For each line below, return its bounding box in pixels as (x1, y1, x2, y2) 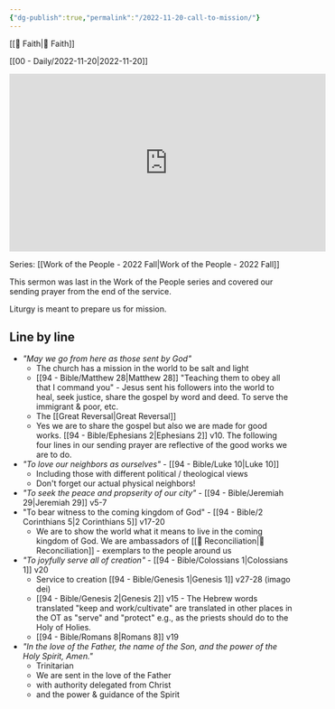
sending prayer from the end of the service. (9, 285, 172, 296)
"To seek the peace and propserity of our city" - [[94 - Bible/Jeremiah (22, 488, 284, 499)
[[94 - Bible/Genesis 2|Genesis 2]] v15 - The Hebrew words (35, 593, 258, 604)
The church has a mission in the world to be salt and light (35, 363, 249, 374)
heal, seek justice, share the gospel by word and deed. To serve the (35, 392, 289, 403)
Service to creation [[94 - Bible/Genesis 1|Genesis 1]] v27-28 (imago (35, 574, 291, 585)
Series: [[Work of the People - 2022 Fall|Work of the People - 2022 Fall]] (9, 258, 280, 269)
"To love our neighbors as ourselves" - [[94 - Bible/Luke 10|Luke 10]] (22, 459, 280, 470)
